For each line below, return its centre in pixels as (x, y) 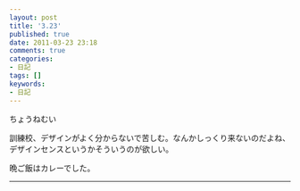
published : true (39, 34)
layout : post (33, 17)
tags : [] (25, 76)
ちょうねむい (33, 119)
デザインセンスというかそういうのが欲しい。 (92, 149)
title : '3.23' (36, 26)
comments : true (37, 51)
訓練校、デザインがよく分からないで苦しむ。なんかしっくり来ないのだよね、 (150, 137)
